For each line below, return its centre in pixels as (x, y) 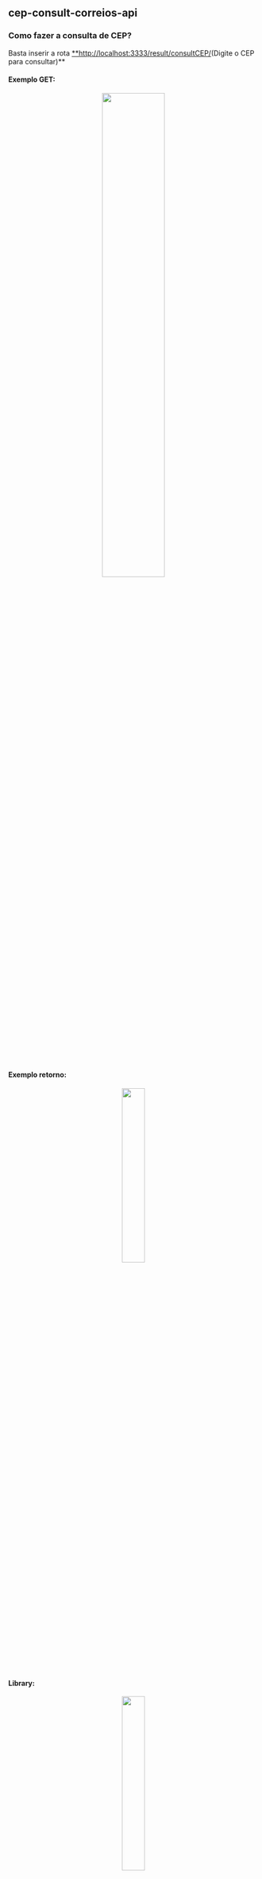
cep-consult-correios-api (73, 13)
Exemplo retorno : (38, 1075)
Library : (22, 1683)
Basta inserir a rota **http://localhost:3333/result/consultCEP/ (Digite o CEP (131, 53)
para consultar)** (37, 61)
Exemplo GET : (32, 79)
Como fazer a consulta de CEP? (70, 36)
